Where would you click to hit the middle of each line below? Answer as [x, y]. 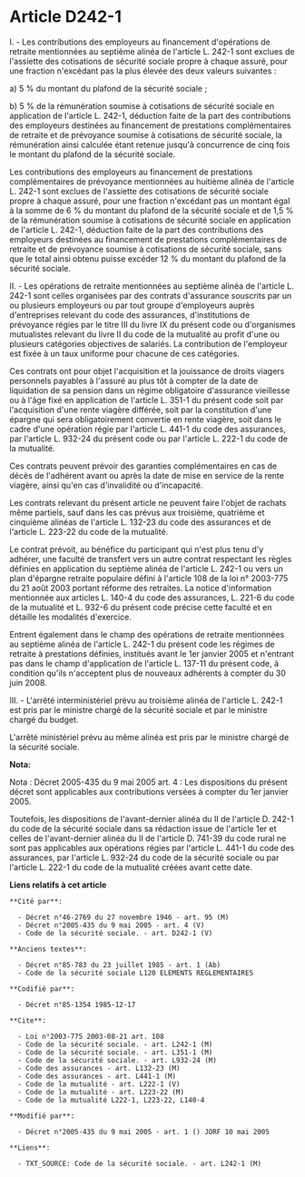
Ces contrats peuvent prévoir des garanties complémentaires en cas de [143, 466]
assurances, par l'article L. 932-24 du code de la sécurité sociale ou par [144, 857]
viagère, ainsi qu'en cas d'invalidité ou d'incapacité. [106, 485]
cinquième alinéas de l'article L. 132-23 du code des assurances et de [140, 522]
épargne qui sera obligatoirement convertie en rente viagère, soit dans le [145, 419]
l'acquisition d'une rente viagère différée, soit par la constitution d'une [141, 410]
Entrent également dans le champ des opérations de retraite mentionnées [147, 634]
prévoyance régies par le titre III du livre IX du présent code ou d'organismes [152, 324]
